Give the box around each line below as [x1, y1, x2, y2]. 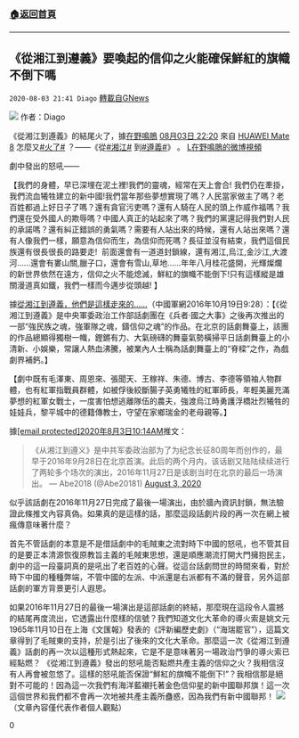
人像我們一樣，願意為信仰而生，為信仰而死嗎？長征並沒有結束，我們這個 [16, 235, 282, 246]
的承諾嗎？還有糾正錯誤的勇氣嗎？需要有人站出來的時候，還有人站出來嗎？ [9, 225, 282, 235]
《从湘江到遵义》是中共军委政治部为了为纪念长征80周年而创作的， [30, 445, 276, 455]
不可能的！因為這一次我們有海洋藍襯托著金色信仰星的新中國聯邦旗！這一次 [16, 680, 290, 691]
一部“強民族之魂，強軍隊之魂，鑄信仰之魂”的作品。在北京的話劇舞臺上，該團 [9, 321, 289, 332]
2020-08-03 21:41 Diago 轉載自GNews [9, 93, 149, 103]
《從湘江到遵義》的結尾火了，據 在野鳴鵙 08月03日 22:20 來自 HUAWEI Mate [9, 131, 290, 142]
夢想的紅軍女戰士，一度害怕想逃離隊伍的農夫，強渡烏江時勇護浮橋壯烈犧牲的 [9, 396, 290, 406]
